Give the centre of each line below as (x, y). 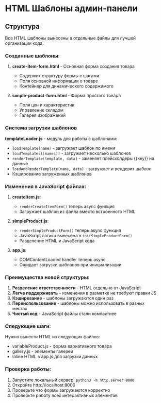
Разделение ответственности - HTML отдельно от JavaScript (76, 288)
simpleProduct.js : (30, 221)
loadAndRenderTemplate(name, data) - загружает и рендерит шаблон (82, 169)
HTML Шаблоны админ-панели (72, 9)
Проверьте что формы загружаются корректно (61, 390)
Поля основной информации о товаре (59, 81)
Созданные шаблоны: (32, 55)
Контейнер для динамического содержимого (66, 86)
